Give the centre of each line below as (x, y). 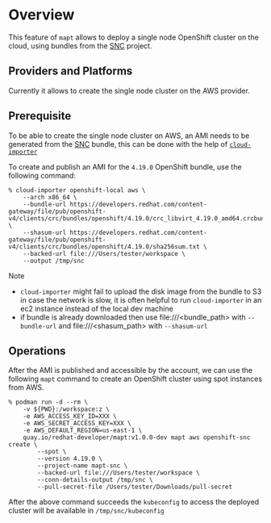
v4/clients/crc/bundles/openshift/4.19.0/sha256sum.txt (104, 247)
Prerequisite (40, 116)
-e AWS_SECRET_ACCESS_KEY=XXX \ (77, 424)
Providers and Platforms (71, 71)
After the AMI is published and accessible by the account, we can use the (131, 370)
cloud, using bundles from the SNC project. (80, 45)
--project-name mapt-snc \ (83, 466)
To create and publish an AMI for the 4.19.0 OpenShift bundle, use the (125, 166)
